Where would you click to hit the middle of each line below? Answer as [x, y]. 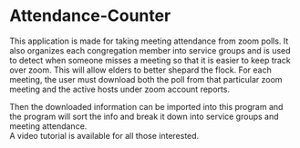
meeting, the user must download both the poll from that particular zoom [146, 79]
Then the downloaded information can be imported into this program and [146, 106]
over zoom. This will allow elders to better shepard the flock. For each [140, 70]
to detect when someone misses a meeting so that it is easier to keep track [150, 60]
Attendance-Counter [90, 16]
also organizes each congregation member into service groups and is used [150, 50]
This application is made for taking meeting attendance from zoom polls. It [149, 41]
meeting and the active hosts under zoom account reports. [120, 89]
